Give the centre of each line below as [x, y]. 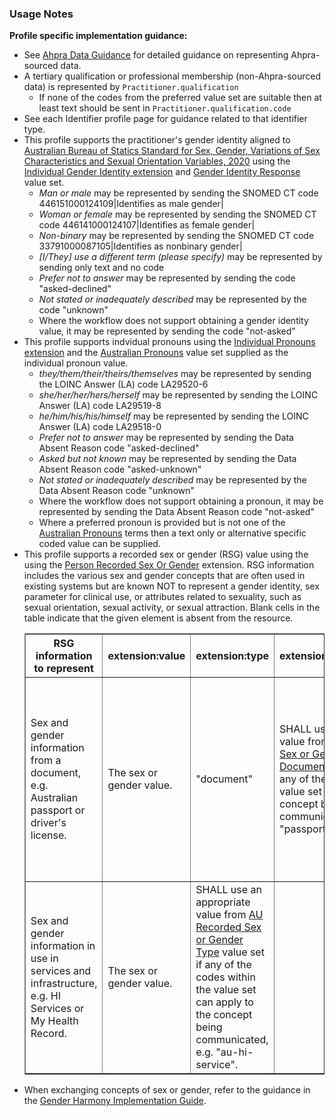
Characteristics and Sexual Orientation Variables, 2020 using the [157, 161]
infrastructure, [64, 984]
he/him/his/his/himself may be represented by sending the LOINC [173, 416]
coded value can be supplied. [99, 544]
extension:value [146, 656]
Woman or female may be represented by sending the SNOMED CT [177, 214]
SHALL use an [228, 890]
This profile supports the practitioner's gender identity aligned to [157, 140]
